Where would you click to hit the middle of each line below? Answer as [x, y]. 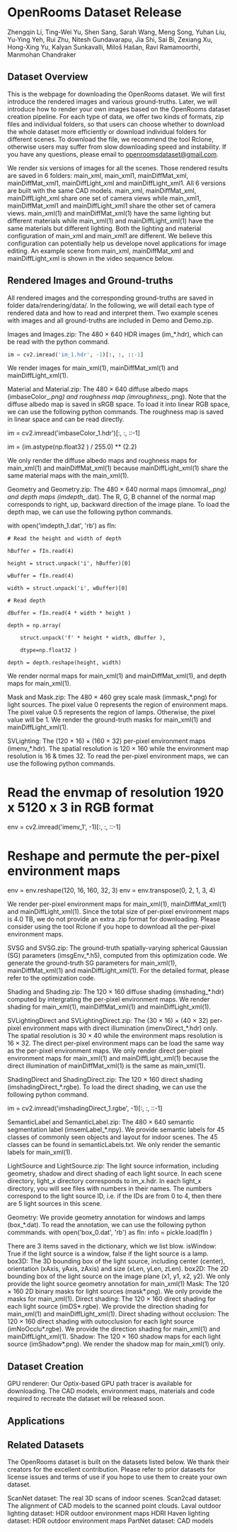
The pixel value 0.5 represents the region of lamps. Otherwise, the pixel [111, 712]
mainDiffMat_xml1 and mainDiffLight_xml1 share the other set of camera [111, 206]
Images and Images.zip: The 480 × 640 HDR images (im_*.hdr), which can [115, 334]
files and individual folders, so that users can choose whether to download [116, 124]
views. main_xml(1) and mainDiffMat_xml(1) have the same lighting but [109, 213]
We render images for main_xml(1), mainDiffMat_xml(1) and [93, 368]
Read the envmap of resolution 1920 [116, 792]
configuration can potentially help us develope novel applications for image [117, 243]
